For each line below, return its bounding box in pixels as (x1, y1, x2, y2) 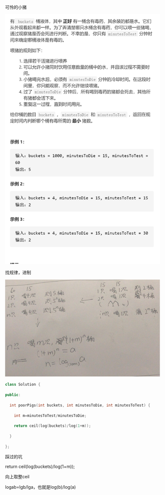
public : (5, 392, 21, 397)
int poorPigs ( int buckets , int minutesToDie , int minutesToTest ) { (9, 403, 151, 408)
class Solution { (5, 382, 41, 387)
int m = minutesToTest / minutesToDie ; (14, 413, 87, 418)
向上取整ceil (5, 473, 29, 479)
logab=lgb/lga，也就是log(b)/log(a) (5, 484, 76, 490)
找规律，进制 (5, 269, 31, 276)
